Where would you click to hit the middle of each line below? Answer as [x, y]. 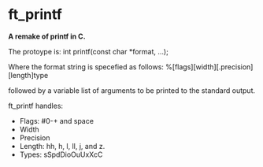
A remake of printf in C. [47, 36]
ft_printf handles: [36, 106]
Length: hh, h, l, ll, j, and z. [62, 146]
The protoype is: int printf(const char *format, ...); [89, 51]
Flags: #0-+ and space [57, 121]
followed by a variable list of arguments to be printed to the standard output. [132, 90]
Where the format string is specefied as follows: [86, 67]
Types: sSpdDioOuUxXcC [61, 154]
